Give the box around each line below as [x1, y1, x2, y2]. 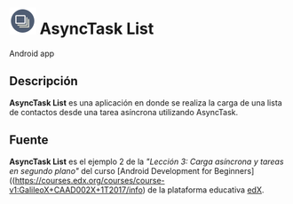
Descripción [9, 74, 78, 89]
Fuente [9, 132, 49, 148]
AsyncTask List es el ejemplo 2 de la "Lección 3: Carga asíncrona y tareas [9, 156, 284, 167]
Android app [9, 48, 55, 59]
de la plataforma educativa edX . [147, 184, 265, 195]
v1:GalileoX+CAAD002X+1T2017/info [9, 184, 144, 195]
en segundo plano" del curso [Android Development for [9, 165, 213, 176]
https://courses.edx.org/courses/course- [14, 175, 165, 185]
